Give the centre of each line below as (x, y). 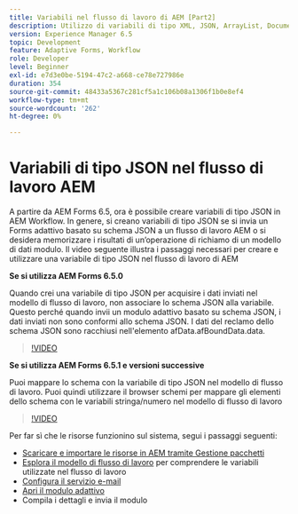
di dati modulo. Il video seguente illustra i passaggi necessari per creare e (144, 249)
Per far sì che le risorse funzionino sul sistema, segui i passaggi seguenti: (143, 436)
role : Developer (39, 59)
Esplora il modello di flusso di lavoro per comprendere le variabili (140, 463)
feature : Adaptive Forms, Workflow (75, 51)
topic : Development (45, 42)
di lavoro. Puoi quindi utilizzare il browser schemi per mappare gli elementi (145, 392)
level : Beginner (39, 67)
